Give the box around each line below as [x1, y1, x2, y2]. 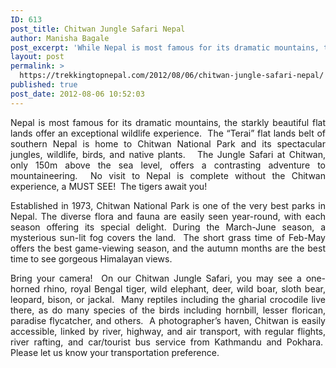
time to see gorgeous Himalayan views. [10, 252, 173, 265]
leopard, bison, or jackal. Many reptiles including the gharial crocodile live [10, 293, 326, 305]
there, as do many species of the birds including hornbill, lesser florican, [10, 304, 326, 316]
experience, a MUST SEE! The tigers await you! [10, 180, 208, 192]
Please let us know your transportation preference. [10, 346, 220, 358]
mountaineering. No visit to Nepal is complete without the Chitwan [10, 169, 326, 181]
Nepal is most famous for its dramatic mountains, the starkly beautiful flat [10, 116, 326, 128]
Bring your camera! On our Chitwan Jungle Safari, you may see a [10, 272, 302, 284]
